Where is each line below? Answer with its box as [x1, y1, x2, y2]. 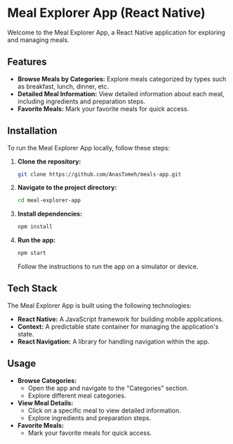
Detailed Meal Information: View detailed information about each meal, [17, 89, 225, 98]
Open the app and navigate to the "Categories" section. [27, 384, 189, 392]
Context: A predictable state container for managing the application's [17, 322, 219, 331]
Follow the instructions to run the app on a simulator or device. [17, 262, 199, 271]
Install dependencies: [17, 209, 83, 218]
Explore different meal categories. [27, 391, 126, 400]
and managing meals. [7, 35, 69, 44]
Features [7, 56, 47, 68]
